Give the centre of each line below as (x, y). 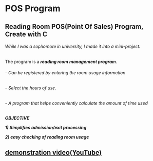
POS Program (33, 9)
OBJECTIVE (17, 118)
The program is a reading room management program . (61, 61)
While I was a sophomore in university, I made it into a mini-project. (73, 46)
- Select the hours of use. (31, 88)
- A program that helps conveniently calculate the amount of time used (76, 103)
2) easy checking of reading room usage (47, 137)
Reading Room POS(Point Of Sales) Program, (74, 27)
